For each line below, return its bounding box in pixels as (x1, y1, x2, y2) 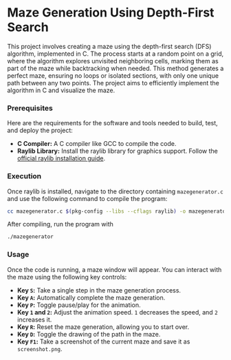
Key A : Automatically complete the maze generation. (16, 293, 166, 301)
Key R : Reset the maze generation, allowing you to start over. (16, 322, 190, 331)
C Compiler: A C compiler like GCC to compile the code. (16, 140, 177, 148)
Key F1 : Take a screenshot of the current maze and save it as (16, 337, 190, 346)
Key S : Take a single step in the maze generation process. (16, 286, 181, 294)
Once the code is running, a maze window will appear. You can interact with (7, 265, 222, 273)
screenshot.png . (16, 344, 63, 352)
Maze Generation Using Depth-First (7, 5, 214, 21)
